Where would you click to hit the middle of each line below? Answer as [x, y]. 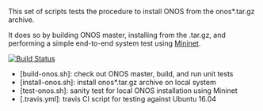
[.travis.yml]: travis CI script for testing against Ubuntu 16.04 [118, 99]
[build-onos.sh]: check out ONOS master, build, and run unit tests [126, 74]
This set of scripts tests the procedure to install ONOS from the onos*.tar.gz [131, 11]
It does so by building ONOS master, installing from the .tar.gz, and [117, 35]
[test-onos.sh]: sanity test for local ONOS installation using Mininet [128, 91]
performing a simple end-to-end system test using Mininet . [105, 43]
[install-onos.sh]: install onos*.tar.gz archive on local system [118, 82]
